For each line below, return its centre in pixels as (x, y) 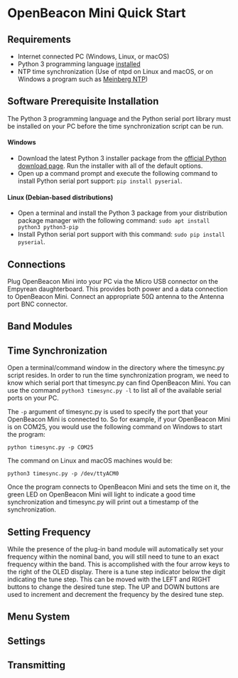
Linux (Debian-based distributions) (60, 197)
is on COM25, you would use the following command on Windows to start (115, 427)
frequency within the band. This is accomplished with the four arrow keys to (119, 564)
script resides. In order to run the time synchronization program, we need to (118, 376)
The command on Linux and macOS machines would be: (90, 461)
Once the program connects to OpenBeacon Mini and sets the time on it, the (119, 487)
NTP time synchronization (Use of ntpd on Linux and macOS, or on (115, 71)
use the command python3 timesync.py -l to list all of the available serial (114, 391)
